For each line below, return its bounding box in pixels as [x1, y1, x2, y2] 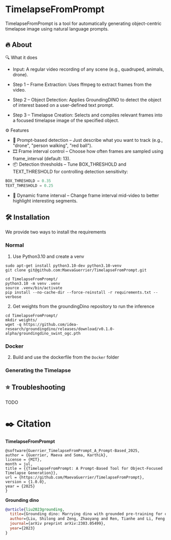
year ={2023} [10, 526, 36, 531]
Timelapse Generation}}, [5, 470, 58, 475]
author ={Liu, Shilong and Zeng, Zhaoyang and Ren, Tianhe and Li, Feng [10, 516, 165, 522]
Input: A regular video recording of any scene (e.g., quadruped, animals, [12, 66, 164, 72]
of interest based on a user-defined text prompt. [12, 102, 115, 108]
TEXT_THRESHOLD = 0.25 [5, 183, 53, 188]
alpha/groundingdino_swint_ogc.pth [5, 331, 81, 336]
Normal [5, 242, 24, 249]
